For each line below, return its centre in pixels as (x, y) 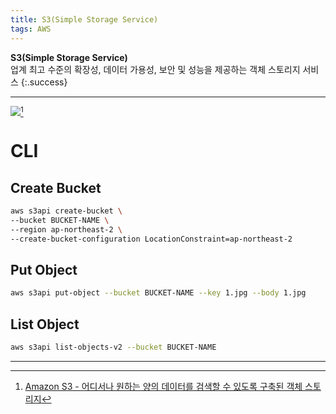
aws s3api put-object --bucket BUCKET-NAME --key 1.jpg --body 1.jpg (158, 293)
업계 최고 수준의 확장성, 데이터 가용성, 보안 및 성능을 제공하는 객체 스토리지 (155, 69)
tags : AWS (31, 29)
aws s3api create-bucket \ (66, 211)
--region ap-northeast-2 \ (66, 229)
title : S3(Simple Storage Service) (84, 19)
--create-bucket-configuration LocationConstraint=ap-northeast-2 (151, 239)
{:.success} (44, 82)
